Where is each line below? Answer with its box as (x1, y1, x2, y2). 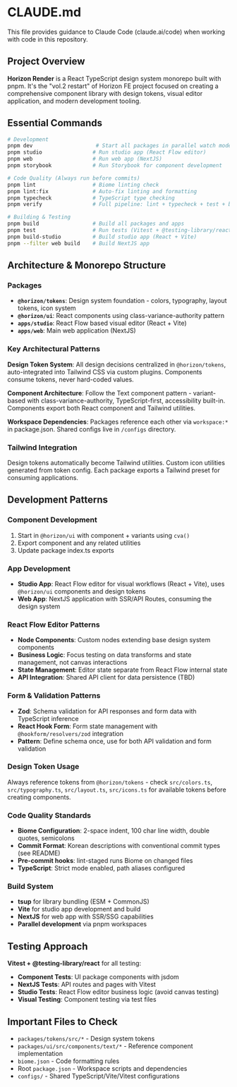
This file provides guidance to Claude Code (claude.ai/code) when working (7, 27, 226, 36)
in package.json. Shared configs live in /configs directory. (7, 424, 176, 434)
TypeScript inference (17, 714, 79, 723)
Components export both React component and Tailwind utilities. (7, 403, 196, 412)
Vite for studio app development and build (17, 905, 141, 914)
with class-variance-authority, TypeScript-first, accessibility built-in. (27, 396, 226, 405)
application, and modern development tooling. (7, 97, 141, 105)
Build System (7, 882, 54, 892)
